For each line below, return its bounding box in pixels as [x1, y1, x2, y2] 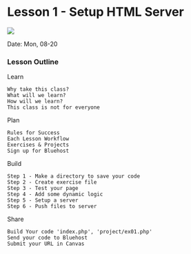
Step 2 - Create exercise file [7, 179, 97, 186]
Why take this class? [7, 86, 70, 93]
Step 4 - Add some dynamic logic [7, 191, 103, 198]
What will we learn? [7, 92, 67, 99]
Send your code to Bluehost [7, 235, 88, 242]
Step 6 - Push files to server [7, 203, 97, 210]
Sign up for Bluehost [7, 147, 70, 155]
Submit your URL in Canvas [7, 240, 85, 248]
